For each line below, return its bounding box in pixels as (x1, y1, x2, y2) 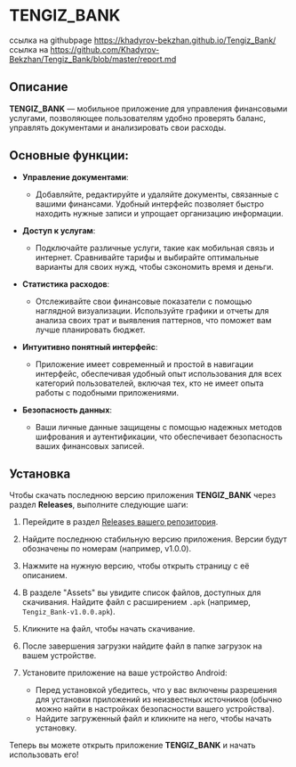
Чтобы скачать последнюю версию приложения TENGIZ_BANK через (9, 490, 276, 501)
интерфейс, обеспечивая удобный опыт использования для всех (35, 368, 283, 379)
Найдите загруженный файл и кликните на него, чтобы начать (35, 714, 272, 724)
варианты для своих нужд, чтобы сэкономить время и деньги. (35, 261, 274, 272)
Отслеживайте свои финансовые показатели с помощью (35, 296, 252, 306)
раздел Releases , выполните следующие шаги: (9, 500, 188, 510)
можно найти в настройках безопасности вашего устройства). (35, 704, 275, 714)
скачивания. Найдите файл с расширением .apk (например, (21, 597, 252, 608)
